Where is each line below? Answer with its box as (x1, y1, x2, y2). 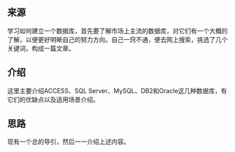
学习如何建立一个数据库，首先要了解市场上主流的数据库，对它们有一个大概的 (7, 27, 228, 35)
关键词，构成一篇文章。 (7, 44, 75, 53)
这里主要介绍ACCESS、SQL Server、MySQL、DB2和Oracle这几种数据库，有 (7, 86, 227, 95)
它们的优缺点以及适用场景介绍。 (7, 95, 99, 104)
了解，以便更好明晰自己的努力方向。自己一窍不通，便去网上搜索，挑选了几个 (7, 35, 228, 43)
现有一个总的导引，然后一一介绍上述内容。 (7, 137, 130, 146)
